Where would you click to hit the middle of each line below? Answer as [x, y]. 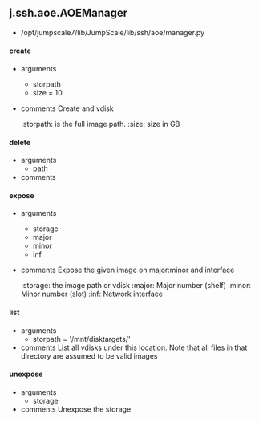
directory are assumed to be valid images [89, 355]
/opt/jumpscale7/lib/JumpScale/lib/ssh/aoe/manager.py [113, 32]
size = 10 [47, 93]
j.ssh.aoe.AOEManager [68, 13]
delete [20, 142]
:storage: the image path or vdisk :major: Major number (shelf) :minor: [136, 286]
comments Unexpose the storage [76, 409]
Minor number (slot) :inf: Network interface [92, 294]
